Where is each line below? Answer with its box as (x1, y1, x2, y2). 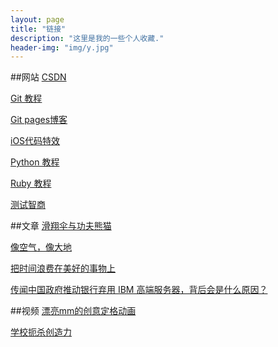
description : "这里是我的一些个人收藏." (10, 33, 165, 43)
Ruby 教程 (10, 177, 52, 190)
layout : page (10, 14, 65, 25)
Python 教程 (10, 156, 60, 168)
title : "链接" (10, 24, 67, 34)
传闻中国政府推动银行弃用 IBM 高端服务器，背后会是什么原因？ (10, 284, 268, 296)
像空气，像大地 (10, 241, 72, 253)
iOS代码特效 (10, 135, 61, 147)
